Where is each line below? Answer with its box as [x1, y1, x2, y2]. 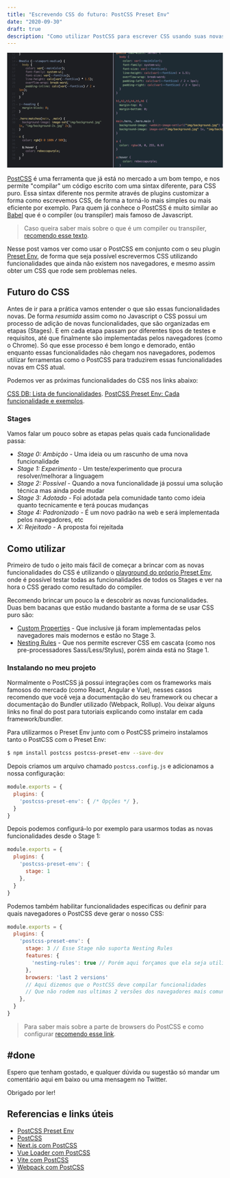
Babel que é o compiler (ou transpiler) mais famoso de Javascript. [7, 211, 194, 219]
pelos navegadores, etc [16, 516, 84, 524]
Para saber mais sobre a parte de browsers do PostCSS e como [23, 1022, 204, 1031]
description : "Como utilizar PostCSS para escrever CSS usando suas [7, 33, 207, 40]
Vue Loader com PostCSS [16, 1149, 91, 1157]
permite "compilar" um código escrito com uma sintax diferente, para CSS [7, 182, 217, 190]
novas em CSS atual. [7, 363, 66, 371]
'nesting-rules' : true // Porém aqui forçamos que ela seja [31, 959, 207, 966]
